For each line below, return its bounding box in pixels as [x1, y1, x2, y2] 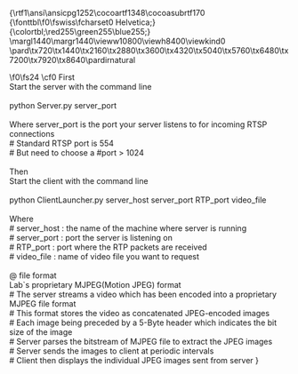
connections [9, 129, 55, 139]
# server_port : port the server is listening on [9, 233, 173, 243]
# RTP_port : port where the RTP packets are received [9, 242, 207, 252]
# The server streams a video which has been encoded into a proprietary [9, 289, 278, 299]
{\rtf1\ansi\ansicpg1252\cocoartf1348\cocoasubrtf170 [9, 8, 205, 18]
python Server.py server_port [9, 100, 117, 110]
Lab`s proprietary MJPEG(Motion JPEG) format [9, 280, 181, 290]
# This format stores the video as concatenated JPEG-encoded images [9, 308, 270, 318]
